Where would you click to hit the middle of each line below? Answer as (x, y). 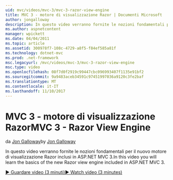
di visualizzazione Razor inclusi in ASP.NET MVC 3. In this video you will (81, 157)
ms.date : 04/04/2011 (28, 39)
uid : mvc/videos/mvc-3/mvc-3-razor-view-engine (57, 10)
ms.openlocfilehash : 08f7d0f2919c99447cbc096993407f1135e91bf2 (75, 72)
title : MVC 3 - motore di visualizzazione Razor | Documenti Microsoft (84, 15)
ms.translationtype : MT (31, 82)
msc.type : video (23, 67)
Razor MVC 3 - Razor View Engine (78, 127)
